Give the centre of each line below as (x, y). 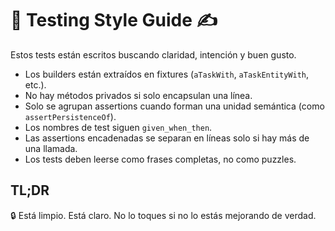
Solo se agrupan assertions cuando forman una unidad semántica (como (174, 106)
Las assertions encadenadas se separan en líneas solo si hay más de (167, 138)
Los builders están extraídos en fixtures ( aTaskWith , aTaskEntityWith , (167, 74)
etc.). (35, 84)
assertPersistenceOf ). (70, 116)
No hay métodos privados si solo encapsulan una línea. (138, 95)
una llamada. (51, 148)
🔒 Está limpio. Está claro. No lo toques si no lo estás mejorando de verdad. (163, 215)
